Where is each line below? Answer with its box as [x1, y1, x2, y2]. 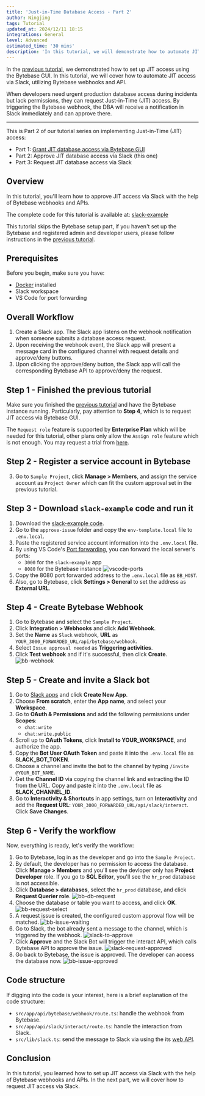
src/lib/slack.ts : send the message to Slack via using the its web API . [15, 1036, 195, 1043]
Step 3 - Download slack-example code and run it [6, 503, 194, 514]
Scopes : [15, 717, 37, 724]
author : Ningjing [6, 15, 51, 21]
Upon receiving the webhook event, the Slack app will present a [15, 341, 176, 349]
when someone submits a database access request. [15, 335, 146, 342]
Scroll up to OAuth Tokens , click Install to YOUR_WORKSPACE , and [15, 736, 187, 744]
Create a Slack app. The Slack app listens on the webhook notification [15, 328, 192, 336]
